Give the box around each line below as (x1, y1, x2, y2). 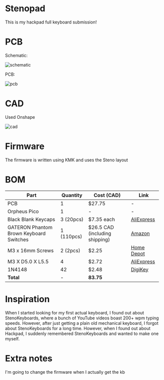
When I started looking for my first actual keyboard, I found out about (5, 310, 144, 315)
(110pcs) (60, 233, 82, 240)
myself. (5, 335, 20, 341)
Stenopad (5, 3, 45, 14)
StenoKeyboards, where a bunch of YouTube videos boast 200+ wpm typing (5, 315, 159, 321)
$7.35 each (88, 216, 115, 223)
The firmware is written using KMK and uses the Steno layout (5, 157, 128, 163)
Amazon (131, 230, 150, 237)
